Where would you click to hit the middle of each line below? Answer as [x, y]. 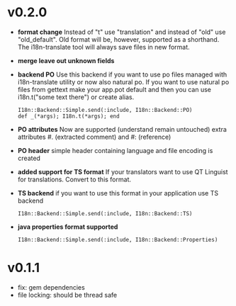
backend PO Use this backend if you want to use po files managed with [122, 74]
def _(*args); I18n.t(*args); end [68, 116]
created [29, 158]
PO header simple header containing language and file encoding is [115, 150]
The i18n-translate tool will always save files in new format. [103, 47]
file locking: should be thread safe [67, 295]
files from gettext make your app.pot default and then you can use [114, 89]
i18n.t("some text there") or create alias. [76, 97]
